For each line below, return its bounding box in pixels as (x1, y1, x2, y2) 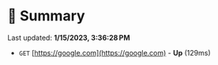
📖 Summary (7, 7, 85, 25)
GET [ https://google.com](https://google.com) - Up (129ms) (18, 48, 211, 57)
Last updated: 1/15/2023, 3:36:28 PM (7, 33, 130, 42)
